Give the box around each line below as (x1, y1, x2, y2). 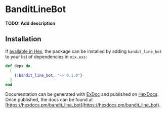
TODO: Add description (5, 20, 56, 26)
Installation (5, 35, 41, 43)
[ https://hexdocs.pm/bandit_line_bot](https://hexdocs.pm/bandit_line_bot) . (5, 102, 161, 108)
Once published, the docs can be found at (5, 97, 93, 103)
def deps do (5, 63, 30, 69)
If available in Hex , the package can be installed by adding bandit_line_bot (5, 48, 162, 54)
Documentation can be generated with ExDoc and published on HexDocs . (5, 91, 159, 97)
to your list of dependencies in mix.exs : (5, 53, 87, 60)
